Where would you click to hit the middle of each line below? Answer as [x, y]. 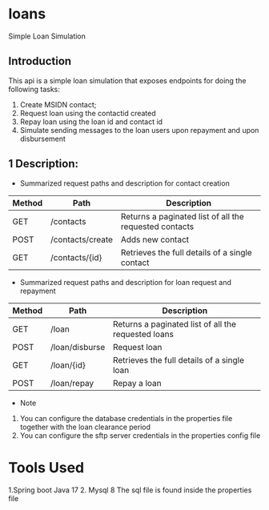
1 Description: [43, 164]
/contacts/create [82, 239]
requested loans [143, 334]
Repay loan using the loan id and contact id [91, 122]
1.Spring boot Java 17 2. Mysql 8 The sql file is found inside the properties [130, 490]
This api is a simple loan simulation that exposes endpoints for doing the [127, 80]
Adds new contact [155, 239]
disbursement [43, 139]
